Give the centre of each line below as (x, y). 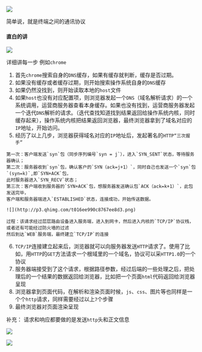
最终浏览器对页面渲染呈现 (47, 307)
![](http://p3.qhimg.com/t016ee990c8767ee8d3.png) (71, 210)
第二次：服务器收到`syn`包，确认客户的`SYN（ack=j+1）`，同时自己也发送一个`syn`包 (101, 167)
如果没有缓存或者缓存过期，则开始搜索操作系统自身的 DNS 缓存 (90, 83)
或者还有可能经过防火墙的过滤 (38, 228)
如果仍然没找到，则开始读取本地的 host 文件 (68, 90)
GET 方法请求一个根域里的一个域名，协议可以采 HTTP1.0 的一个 (122, 254)
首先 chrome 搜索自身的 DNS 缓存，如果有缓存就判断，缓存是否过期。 (96, 75)
